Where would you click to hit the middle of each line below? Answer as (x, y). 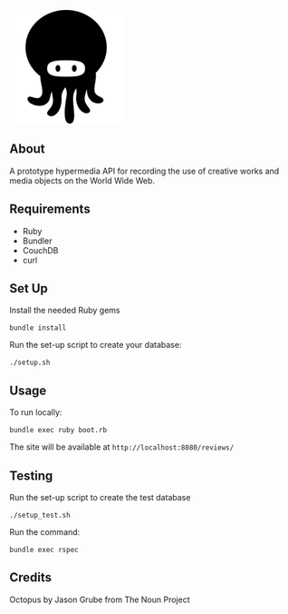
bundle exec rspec (44, 550)
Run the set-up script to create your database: (96, 345)
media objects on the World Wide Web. (82, 180)
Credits (31, 578)
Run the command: (45, 532)
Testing (31, 475)
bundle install (38, 328)
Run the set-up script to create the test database (100, 498)
